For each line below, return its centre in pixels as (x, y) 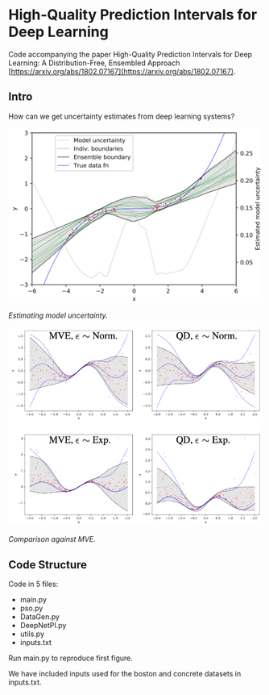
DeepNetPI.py (43, 626)
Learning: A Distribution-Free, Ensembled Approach (94, 63)
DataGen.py (40, 617)
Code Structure (48, 565)
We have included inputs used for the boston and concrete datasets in (125, 674)
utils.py (32, 634)
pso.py (31, 608)
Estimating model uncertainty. (58, 315)
